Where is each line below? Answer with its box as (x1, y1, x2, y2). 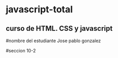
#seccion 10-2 (6, 48, 36, 53)
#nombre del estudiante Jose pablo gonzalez (6, 37, 101, 44)
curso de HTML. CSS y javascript (6, 24, 113, 33)
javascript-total (6, 4, 73, 15)
